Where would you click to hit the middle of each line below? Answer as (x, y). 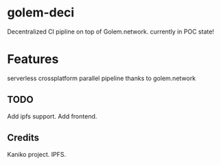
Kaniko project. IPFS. (37, 154)
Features (33, 59)
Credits (23, 138)
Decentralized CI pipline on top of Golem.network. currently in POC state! (111, 31)
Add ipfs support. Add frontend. (52, 116)
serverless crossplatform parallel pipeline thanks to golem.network (102, 78)
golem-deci (41, 13)
